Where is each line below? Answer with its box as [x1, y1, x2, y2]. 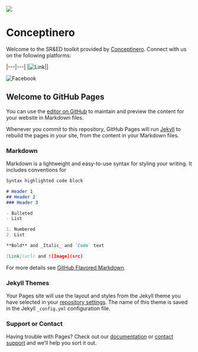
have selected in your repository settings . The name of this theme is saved [6, 299, 188, 306]
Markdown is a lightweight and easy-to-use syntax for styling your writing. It [6, 160, 192, 167]
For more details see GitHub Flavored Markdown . [6, 264, 126, 271]
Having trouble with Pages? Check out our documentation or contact [6, 333, 173, 340]
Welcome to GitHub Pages [6, 92, 105, 102]
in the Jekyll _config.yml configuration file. [6, 305, 111, 312]
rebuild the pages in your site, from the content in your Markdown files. [6, 132, 179, 139]
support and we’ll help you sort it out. [6, 340, 97, 347]
